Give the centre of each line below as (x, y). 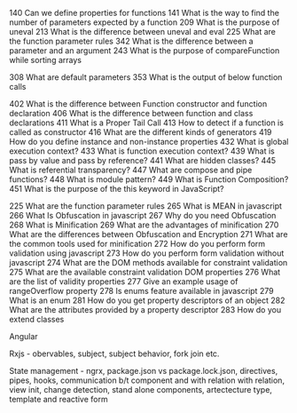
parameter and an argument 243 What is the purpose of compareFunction (145, 51)
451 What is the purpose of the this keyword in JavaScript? (117, 189)
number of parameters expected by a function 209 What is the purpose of (145, 22)
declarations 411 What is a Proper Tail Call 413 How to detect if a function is (146, 123)
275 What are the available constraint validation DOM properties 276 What (145, 272)
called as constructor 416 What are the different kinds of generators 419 (141, 132)
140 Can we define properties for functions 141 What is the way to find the (144, 13)
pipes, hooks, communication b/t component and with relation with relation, (147, 380)
